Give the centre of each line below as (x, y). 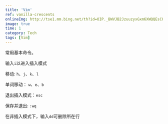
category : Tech (21, 33)
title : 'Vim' (19, 10)
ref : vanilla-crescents (30, 14)
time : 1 (13, 28)
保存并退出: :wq (21, 105)
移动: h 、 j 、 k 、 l (22, 73)
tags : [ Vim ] (17, 38)
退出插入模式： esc (24, 95)
